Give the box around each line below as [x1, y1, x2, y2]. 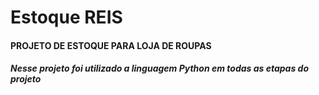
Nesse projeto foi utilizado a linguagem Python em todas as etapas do [10, 62, 309, 75]
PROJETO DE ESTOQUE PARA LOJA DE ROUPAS [10, 39, 212, 51]
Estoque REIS [10, 6, 123, 29]
